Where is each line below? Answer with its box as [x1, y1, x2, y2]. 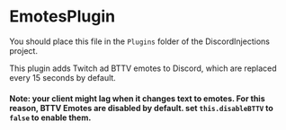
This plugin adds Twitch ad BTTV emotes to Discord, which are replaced [9, 63, 277, 74]
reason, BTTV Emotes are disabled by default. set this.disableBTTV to [9, 102, 274, 113]
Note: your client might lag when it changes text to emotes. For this [9, 92, 265, 104]
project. [9, 45, 39, 56]
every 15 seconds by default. [9, 72, 117, 82]
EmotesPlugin [9, 6, 115, 27]
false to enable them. [9, 112, 92, 123]
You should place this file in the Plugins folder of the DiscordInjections [9, 36, 270, 47]
